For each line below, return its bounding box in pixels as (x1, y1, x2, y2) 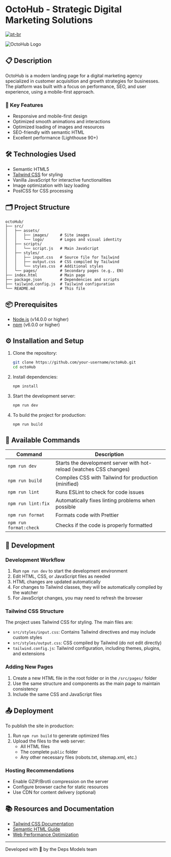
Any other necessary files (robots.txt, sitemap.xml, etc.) (20, 754, 137, 760)
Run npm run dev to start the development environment (12, 568, 128, 574)
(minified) (55, 480, 79, 488)
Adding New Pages (5, 663, 53, 670)
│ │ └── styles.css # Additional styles (5, 264, 103, 269)
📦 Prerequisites (5, 300, 58, 309)
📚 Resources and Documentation (5, 805, 115, 813)
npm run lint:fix (8, 501, 50, 507)
